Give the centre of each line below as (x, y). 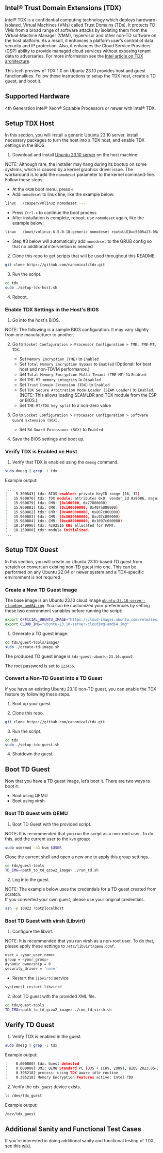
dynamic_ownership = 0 (28, 964)
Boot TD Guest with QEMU (36, 813)
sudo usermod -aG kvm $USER (33, 847)
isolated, (14, 25)
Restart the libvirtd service (40, 978)
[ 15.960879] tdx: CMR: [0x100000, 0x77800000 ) (56, 503)
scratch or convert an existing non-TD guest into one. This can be (71, 567)
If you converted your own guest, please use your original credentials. (75, 900)
